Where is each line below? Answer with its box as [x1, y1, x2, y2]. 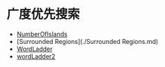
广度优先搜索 [6, 6, 81, 22]
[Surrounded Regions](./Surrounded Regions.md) [16, 37, 159, 45]
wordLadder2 [16, 52, 56, 60]
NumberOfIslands [16, 29, 68, 38]
